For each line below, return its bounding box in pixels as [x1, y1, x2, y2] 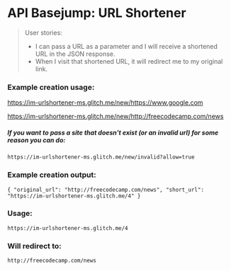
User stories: [24, 28, 62, 37]
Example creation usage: [7, 82, 95, 92]
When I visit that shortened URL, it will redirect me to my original [35, 57, 223, 65]
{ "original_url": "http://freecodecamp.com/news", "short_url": [7, 186, 204, 193]
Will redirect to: [7, 241, 62, 250]
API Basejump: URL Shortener [7, 5, 186, 21]
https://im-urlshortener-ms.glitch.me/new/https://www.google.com [7, 98, 203, 107]
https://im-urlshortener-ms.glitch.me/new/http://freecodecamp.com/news [7, 112, 224, 121]
